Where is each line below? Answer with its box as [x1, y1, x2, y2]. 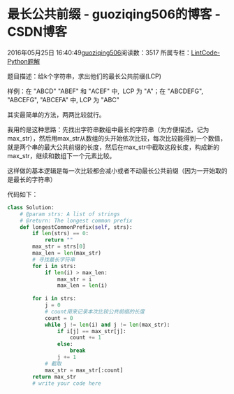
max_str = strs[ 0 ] [32, 243, 86, 251]
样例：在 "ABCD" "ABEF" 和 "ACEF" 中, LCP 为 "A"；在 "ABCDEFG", [7, 87, 204, 95]
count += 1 [69, 334, 101, 342]
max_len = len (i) [57, 282, 108, 289]
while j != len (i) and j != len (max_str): [44, 321, 170, 328]
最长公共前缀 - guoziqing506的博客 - [7, 6, 221, 22]
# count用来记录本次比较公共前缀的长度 [44, 308, 145, 315]
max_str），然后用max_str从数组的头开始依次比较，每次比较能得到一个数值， [7, 134, 227, 142]
